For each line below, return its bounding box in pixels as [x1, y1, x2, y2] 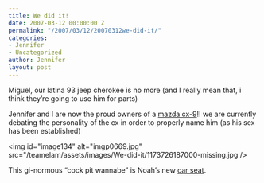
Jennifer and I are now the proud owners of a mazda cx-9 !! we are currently [8, 109, 257, 119]
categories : [8, 33, 48, 42]
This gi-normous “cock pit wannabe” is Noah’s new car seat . [8, 165, 207, 175]
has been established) [8, 126, 81, 135]
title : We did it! [8, 11, 69, 20]
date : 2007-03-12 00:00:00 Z [8, 19, 105, 27]
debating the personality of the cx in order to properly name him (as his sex [8, 117, 255, 127]
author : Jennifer [8, 56, 66, 64]
